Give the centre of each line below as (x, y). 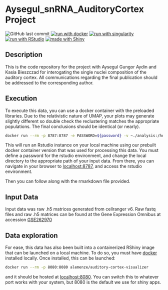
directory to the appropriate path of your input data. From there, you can (79, 161)
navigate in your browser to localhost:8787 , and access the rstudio (74, 166)
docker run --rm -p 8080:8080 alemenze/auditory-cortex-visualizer (77, 267)
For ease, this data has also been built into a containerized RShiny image (80, 247)
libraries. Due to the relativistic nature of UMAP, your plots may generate (80, 115)
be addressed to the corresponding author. (49, 82)
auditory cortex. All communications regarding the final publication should (81, 77)
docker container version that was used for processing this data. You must (82, 150)
